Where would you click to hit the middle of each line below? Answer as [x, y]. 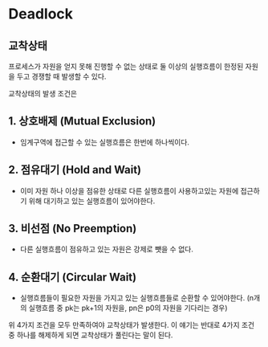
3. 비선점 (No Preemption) [73, 229]
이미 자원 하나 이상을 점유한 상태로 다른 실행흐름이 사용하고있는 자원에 [129, 190]
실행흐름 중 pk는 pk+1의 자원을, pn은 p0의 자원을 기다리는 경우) [128, 308]
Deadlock [41, 14]
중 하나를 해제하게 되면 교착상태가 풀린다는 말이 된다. [91, 335]
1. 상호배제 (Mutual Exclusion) [82, 121]
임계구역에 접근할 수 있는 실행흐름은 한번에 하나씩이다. [105, 142]
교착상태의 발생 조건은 [43, 94]
